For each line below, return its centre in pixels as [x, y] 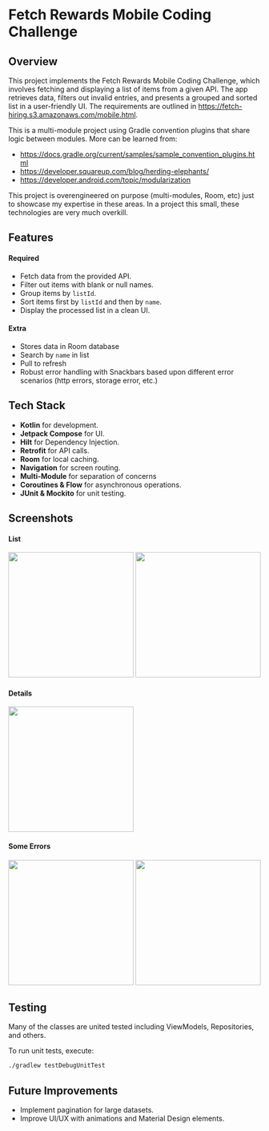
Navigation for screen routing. [70, 468]
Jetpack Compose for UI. [62, 433]
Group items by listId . [58, 293]
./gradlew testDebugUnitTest [57, 1066]
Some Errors [29, 846]
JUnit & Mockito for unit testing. [73, 493]
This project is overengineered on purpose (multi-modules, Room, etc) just [131, 195]
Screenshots [41, 518]
